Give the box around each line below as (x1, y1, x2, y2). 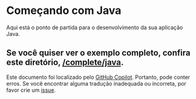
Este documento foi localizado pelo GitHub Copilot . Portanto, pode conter (6, 73, 191, 81)
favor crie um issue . (6, 86, 56, 94)
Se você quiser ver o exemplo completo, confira (6, 48, 191, 58)
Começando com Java (6, 4, 121, 18)
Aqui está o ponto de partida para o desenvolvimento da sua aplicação (6, 24, 183, 31)
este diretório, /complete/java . (6, 57, 124, 67)
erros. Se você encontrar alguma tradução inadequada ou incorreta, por (6, 80, 187, 87)
